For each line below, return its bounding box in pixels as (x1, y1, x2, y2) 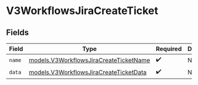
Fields (6, 28, 29, 38)
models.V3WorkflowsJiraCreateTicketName (28, 56, 150, 64)
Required (156, 45, 182, 53)
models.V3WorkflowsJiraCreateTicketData (28, 68, 147, 76)
